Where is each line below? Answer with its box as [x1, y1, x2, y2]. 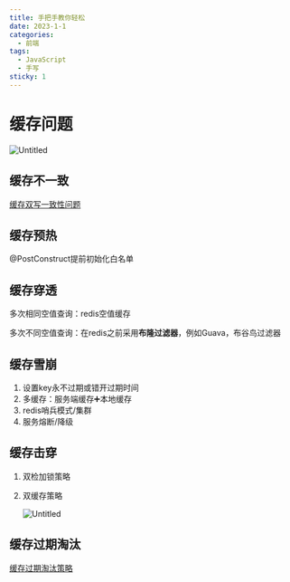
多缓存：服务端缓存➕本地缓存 [22, 393, 133, 404]
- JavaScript [17, 55, 67, 64]
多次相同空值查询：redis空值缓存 [9, 309, 131, 320]
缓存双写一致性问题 [9, 198, 81, 209]
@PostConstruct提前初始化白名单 [9, 253, 134, 264]
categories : [9, 30, 54, 39]
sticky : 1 [9, 72, 47, 81]
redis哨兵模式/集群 [22, 405, 92, 415]
